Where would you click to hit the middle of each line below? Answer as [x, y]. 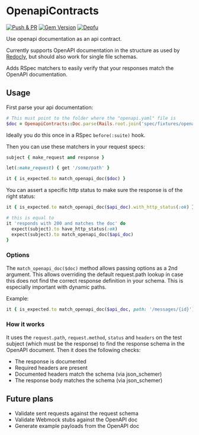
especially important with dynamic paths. [56, 287]
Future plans [30, 399]
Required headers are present [51, 367]
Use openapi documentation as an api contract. [64, 39]
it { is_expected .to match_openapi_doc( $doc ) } [66, 179]
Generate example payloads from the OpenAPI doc [77, 426]
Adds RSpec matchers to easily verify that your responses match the [90, 68]
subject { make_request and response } [55, 157]
